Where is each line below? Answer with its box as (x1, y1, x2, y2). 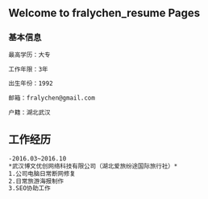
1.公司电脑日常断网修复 (8, 169, 77, 177)
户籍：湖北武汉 (8, 108, 51, 117)
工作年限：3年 (8, 65, 48, 73)
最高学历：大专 (8, 51, 51, 59)
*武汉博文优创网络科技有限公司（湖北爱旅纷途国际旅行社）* (8, 162, 178, 170)
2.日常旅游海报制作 (8, 177, 64, 185)
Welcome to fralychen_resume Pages (8, 6, 200, 20)
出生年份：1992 (8, 79, 54, 87)
